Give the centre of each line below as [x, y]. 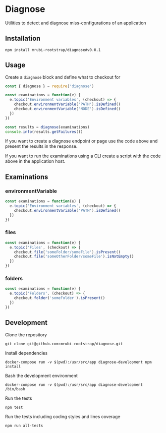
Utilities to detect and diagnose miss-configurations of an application [76, 23]
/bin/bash [15, 389]
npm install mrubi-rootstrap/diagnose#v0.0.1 [53, 50]
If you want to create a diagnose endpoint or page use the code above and [81, 141]
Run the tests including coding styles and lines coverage [63, 416]
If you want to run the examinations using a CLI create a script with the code [83, 156]
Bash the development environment [41, 375]
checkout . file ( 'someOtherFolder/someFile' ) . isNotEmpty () [74, 256]
